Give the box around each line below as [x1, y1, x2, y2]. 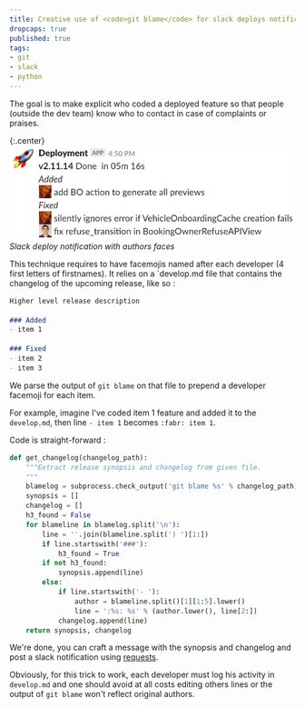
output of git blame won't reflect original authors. [9, 689, 195, 700]
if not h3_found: [42, 559, 107, 568]
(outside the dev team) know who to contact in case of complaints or [9, 107, 267, 118]
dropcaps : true [9, 24, 67, 34]
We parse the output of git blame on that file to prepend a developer [9, 380, 266, 391]
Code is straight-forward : [9, 434, 106, 445]
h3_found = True [57, 549, 120, 558]
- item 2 [9, 354, 43, 364]
